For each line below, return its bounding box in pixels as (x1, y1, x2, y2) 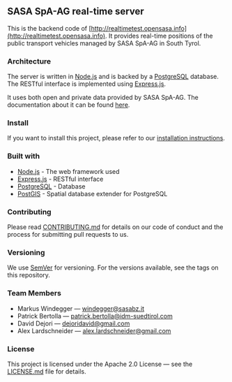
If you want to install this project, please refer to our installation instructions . (7, 134, 225, 142)
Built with (7, 152, 40, 161)
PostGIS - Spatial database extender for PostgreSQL (17, 189, 168, 198)
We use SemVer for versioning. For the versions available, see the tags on (7, 263, 219, 272)
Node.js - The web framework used (17, 167, 120, 175)
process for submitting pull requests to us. (7, 230, 129, 238)
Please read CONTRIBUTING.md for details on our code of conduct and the (7, 223, 224, 231)
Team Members (7, 288, 61, 298)
